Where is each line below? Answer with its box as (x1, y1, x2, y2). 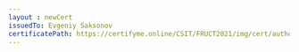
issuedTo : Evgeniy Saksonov (8, 21, 113, 30)
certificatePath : (8, 29, 73, 38)
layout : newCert (8, 12, 73, 22)
